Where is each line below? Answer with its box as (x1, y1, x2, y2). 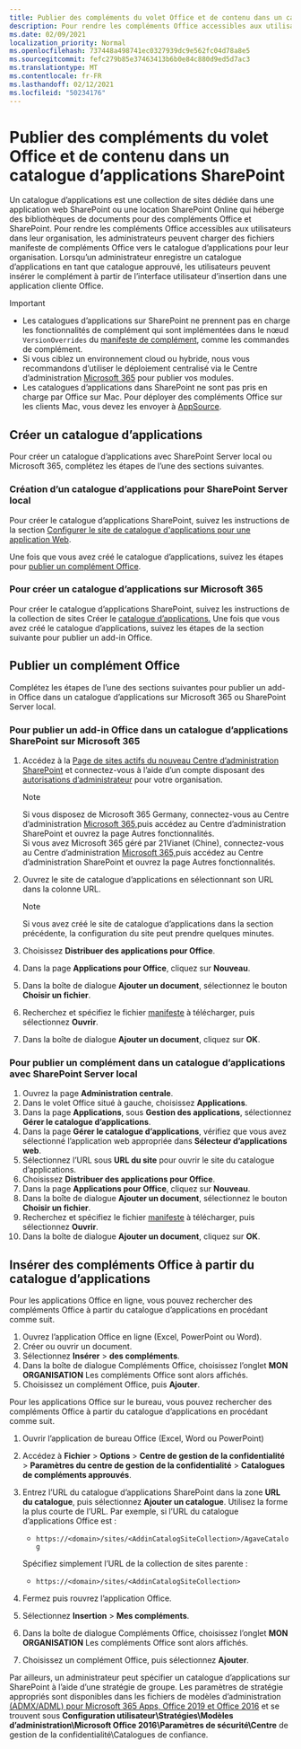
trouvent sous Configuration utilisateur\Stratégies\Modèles (9, 1710, 234, 1721)
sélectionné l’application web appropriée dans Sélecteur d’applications (21, 1136, 288, 1147)
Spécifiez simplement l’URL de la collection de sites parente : (21, 1559, 248, 1569)
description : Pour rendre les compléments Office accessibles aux (9, 22, 262, 31)
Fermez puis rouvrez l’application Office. (21, 1593, 172, 1604)
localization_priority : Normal (9, 38, 126, 48)
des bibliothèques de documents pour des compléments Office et (9, 214, 253, 224)
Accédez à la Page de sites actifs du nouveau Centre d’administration (21, 755, 279, 766)
